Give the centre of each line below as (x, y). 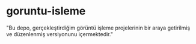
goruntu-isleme (46, 11)
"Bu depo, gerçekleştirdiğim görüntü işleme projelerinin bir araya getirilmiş (98, 28)
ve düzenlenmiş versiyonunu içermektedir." (60, 34)
